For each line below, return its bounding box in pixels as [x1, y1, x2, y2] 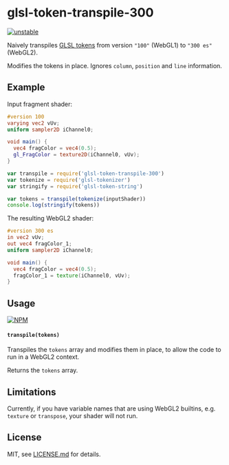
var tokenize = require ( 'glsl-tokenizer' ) [7, 176, 131, 183]
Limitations [7, 386, 56, 397]
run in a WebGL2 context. [7, 353, 80, 361]
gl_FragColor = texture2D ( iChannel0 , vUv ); [13, 152, 140, 158]
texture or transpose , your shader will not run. [7, 412, 138, 420]
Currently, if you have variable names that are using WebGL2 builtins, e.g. [7, 404, 216, 413]
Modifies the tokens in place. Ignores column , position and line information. [7, 61, 222, 70]
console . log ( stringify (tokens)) [7, 202, 100, 209]
